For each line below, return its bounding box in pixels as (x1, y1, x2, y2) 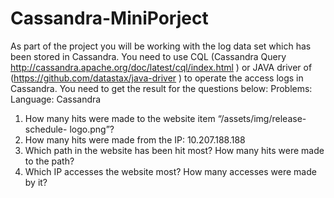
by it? (24, 176, 48, 188)
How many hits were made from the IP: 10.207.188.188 (24, 133, 246, 146)
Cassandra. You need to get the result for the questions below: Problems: (10, 82, 313, 94)
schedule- (24, 123, 68, 135)
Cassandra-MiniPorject (10, 7, 209, 30)
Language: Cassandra (10, 93, 102, 105)
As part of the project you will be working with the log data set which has (10, 40, 312, 52)
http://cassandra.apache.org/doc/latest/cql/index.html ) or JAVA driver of (10, 61, 313, 73)
